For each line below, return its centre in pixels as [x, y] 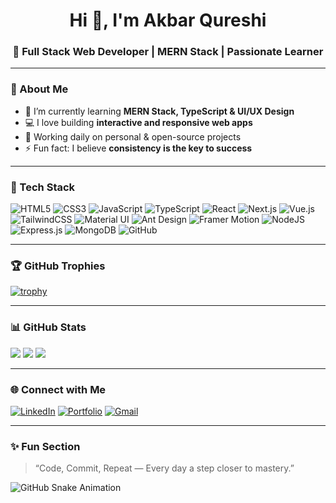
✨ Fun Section [45, 446]
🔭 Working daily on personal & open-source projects [133, 136]
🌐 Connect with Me [58, 389]
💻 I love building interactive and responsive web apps [138, 122]
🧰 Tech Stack [43, 187]
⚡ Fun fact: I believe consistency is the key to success [138, 148]
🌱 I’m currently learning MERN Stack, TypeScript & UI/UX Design [159, 111]
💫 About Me [39, 89]
